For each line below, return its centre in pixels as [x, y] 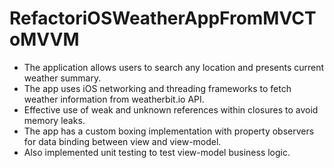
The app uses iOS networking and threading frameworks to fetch [157, 88]
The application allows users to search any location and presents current [174, 67]
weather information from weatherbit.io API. [114, 99]
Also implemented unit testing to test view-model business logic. [157, 152]
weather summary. [62, 78]
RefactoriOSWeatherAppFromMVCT [163, 18]
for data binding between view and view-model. [122, 141]
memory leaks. [54, 120]
